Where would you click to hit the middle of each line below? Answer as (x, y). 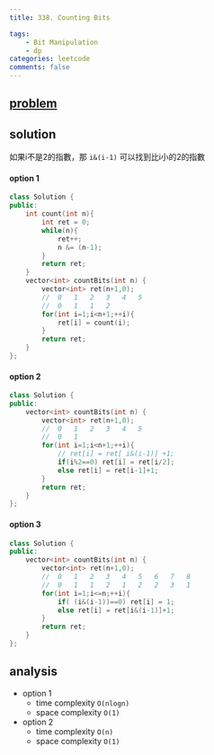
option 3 (25, 524)
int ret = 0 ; (66, 222)
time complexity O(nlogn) (83, 703)
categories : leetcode (50, 59)
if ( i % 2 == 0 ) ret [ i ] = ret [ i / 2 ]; (116, 462)
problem (33, 104)
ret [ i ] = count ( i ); (94, 323)
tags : (19, 34)
